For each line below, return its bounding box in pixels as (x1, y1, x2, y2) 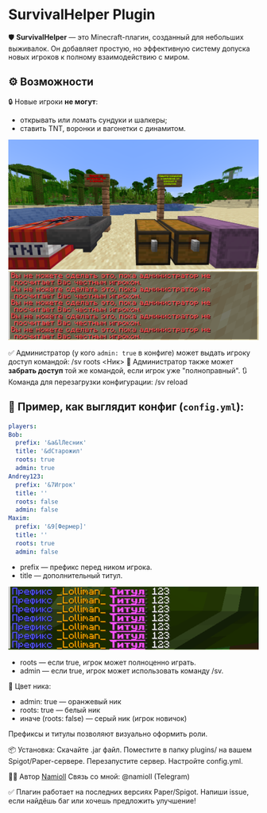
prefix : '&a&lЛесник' (15, 439, 87, 447)
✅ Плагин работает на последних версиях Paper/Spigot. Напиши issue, (8, 788, 249, 797)
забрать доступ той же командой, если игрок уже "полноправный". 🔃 (8, 365, 248, 375)
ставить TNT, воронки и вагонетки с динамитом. (19, 123, 186, 133)
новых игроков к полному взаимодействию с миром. (8, 52, 191, 61)
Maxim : (8, 514, 30, 522)
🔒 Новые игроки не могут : (8, 97, 98, 106)
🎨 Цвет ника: (8, 681, 52, 692)
